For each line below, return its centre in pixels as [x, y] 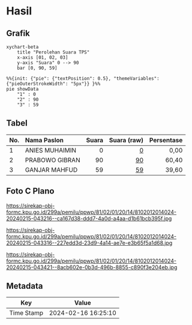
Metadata [25, 286]
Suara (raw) [126, 140]
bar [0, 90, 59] [37, 68]
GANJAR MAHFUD [51, 169]
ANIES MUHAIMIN [51, 150]
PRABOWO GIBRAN [52, 160]
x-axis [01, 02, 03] [43, 58]
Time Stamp [26, 313]
